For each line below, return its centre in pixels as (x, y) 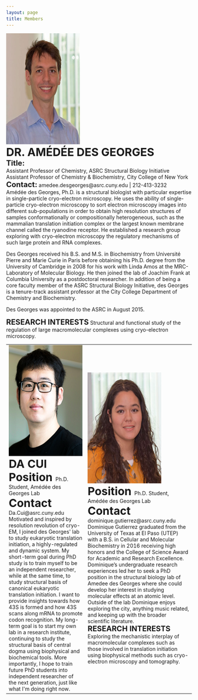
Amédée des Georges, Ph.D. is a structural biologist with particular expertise (99, 192)
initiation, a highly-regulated (43, 544)
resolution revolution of (37, 525)
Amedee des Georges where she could (135, 583)
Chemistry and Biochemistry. (41, 298)
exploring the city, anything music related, (138, 609)
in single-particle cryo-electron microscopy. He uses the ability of (86, 198)
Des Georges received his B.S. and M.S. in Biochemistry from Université (93, 254)
